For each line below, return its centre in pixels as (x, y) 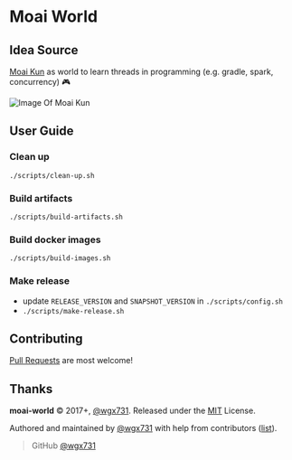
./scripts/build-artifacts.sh (66, 217)
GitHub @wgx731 (64, 446)
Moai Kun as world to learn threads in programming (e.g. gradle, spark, (141, 71)
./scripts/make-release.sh (73, 311)
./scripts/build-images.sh (60, 258)
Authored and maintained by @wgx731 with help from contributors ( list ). (143, 428)
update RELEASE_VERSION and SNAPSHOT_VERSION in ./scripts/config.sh (152, 301)
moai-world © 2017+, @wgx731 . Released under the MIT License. (132, 411)
